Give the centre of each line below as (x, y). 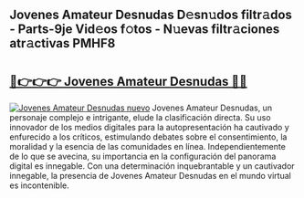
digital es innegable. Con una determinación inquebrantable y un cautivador (152, 166)
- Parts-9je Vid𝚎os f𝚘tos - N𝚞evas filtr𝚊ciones (145, 30)
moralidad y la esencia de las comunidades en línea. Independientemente (147, 146)
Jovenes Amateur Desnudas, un (212, 108)
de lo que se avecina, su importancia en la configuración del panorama (143, 156)
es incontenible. (40, 185)
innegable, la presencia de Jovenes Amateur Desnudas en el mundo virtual (151, 176)
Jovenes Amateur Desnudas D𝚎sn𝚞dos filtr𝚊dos (151, 15)
